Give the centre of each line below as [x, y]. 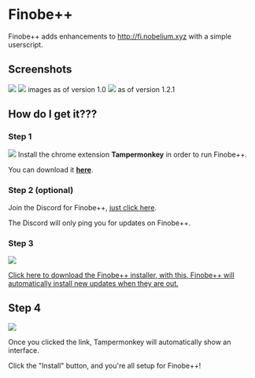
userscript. [26, 44]
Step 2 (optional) [41, 191]
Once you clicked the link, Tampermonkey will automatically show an [120, 342]
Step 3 [21, 243]
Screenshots [40, 70]
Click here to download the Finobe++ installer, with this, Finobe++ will [121, 275]
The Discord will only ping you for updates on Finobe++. [100, 223]
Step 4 [25, 308]
